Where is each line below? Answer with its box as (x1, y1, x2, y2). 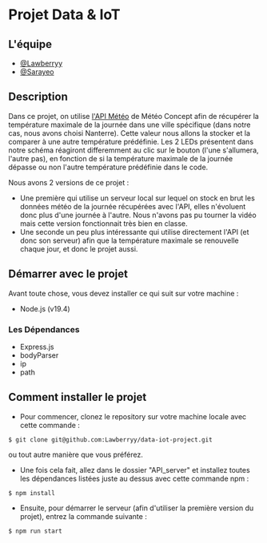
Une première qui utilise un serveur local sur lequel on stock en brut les (19, 193, 256, 203)
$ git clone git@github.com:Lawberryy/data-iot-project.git (8, 435, 213, 444)
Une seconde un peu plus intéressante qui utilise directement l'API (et (19, 227, 249, 236)
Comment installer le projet (8, 390, 147, 404)
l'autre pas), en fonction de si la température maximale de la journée (8, 153, 233, 163)
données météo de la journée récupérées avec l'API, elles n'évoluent (19, 201, 246, 211)
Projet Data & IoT (8, 6, 121, 24)
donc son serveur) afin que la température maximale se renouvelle (19, 236, 239, 245)
